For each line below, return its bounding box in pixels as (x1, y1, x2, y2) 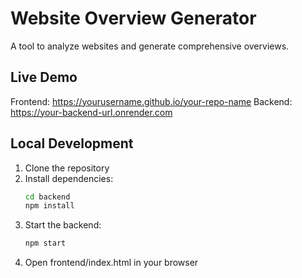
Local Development (10, 135, 134, 152)
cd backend (24, 192, 71, 202)
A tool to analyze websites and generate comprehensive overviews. (10, 40, 290, 52)
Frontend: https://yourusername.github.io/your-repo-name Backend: (10, 95, 293, 107)
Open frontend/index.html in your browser (24, 257, 199, 269)
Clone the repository (24, 162, 110, 174)
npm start (24, 238, 67, 249)
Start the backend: (24, 219, 102, 231)
